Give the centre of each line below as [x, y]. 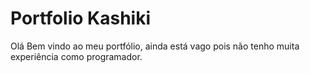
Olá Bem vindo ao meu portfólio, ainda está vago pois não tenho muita [155, 46]
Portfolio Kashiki [80, 18]
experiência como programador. [76, 56]
